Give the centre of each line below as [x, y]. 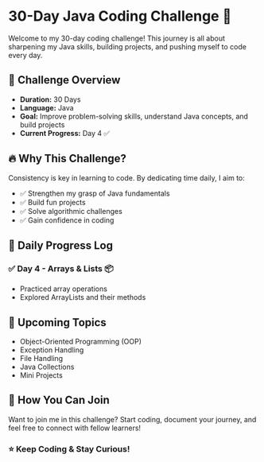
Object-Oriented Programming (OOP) [80, 342]
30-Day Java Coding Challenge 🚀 [120, 16]
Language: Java [47, 107]
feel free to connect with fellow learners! [75, 428]
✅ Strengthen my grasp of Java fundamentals [95, 193]
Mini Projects [41, 375]
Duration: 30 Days [50, 99]
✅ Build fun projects [52, 202]
